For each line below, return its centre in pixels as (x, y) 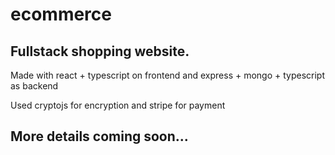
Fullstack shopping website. (100, 51)
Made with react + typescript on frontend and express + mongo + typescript (168, 75)
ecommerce (61, 14)
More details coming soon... (99, 136)
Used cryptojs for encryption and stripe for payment (118, 105)
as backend (34, 86)
